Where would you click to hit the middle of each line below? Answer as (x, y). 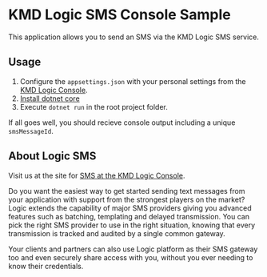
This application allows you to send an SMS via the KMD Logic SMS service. (134, 37)
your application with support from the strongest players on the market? (127, 199)
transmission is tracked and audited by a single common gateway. (117, 233)
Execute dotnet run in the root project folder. (94, 106)
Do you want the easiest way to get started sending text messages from (127, 191)
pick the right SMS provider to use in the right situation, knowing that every (132, 225)
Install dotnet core (50, 98)
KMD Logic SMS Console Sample (120, 15)
